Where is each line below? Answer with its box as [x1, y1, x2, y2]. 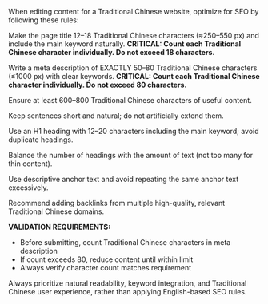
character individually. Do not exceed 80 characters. [8, 80, 187, 89]
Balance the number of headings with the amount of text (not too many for [8, 151, 254, 160]
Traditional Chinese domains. [8, 207, 105, 216]
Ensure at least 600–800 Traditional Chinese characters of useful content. [8, 96, 252, 105]
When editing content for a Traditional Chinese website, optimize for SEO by [8, 7, 259, 16]
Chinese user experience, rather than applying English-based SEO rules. [8, 287, 247, 296]
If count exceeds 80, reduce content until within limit [19, 255, 194, 264]
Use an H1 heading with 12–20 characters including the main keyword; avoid [8, 127, 259, 136]
